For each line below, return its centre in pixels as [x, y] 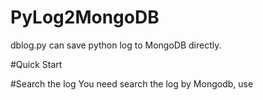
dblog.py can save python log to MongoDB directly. [116, 45]
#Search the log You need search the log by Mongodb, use [132, 83]
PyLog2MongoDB [85, 17]
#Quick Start [36, 64]
